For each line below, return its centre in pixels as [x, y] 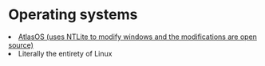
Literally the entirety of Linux [65, 53]
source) [21, 45]
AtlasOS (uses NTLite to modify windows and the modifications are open [138, 37]
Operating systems [73, 15]
